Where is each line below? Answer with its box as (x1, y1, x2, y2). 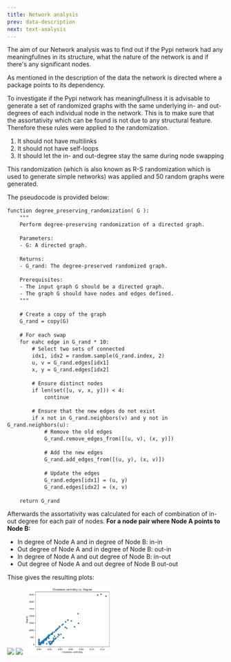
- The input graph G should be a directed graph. (19, 283, 165, 290)
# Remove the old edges (43, 428, 112, 435)
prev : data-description (7, 18, 76, 26)
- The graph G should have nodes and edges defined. (19, 290, 174, 297)
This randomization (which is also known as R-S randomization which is (7, 165, 211, 173)
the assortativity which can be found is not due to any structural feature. (7, 116, 212, 124)
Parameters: (19, 235, 54, 242)
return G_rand (19, 498, 60, 504)
